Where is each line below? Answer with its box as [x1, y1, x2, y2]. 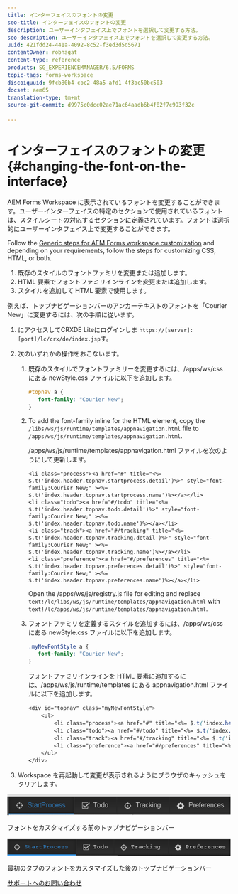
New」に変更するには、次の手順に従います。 [7, 310, 138, 319]
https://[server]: [139, 326, 193, 334]
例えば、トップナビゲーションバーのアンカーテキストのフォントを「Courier [7, 301, 227, 309]
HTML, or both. [7, 253, 52, 262]
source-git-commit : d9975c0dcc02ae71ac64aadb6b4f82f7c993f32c [7, 102, 195, 109]
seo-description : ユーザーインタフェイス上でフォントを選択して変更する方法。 [7, 34, 214, 41]
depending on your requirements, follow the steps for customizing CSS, [7, 246, 216, 255]
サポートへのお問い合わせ [7, 878, 82, 887]
